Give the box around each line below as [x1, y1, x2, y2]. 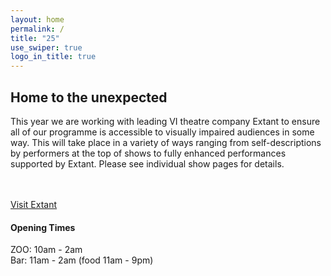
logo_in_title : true [10, 52, 97, 62]
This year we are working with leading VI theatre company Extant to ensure [10, 115, 321, 127]
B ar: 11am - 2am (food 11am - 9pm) [10, 254, 154, 266]
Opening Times [10, 221, 76, 233]
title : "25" [10, 33, 60, 43]
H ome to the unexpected [10, 89, 168, 106]
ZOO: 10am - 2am [10, 244, 83, 256]
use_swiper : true [10, 42, 83, 53]
